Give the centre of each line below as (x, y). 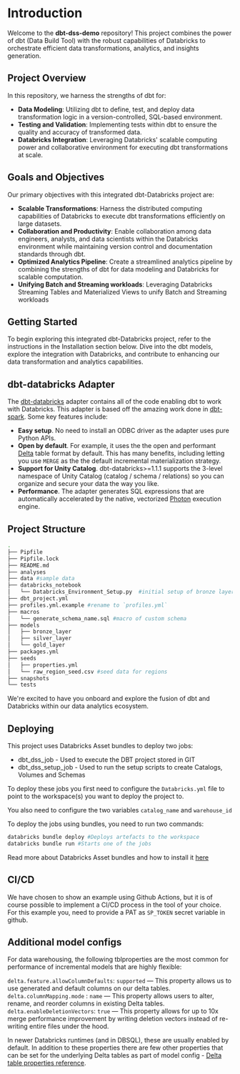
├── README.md (29, 565)
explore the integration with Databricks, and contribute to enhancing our (114, 354)
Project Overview (47, 78)
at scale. (30, 154)
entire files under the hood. (69, 1026)
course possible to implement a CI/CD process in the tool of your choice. (114, 905)
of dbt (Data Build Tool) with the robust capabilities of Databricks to (106, 40)
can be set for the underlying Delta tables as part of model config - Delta (115, 1055)
